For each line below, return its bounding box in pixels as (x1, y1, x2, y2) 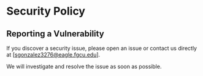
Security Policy (6, 4, 86, 18)
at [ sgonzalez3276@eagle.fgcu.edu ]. (6, 51, 101, 58)
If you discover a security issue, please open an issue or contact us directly (6, 44, 197, 52)
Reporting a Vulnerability (6, 29, 104, 39)
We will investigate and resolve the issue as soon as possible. (6, 63, 162, 70)
